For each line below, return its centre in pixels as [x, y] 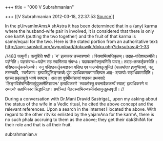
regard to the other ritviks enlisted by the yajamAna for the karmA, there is [80, 114]
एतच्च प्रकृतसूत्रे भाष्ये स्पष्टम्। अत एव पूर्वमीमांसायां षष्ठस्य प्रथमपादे [55, 78]
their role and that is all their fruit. [39, 125]
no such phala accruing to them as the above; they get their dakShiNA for [79, 120]
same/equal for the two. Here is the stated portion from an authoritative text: [82, 41]
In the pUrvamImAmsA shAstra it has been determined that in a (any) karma [81, 26]
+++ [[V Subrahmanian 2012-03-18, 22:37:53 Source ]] [60, 16]
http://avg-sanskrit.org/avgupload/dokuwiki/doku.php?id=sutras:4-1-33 [77, 47]
